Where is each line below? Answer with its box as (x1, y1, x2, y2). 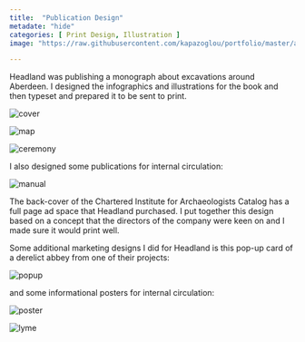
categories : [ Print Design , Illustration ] (9, 30, 181, 39)
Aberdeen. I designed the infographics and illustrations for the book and (9, 81, 279, 92)
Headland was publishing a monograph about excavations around (9, 72, 256, 83)
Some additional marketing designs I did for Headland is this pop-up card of (9, 242, 293, 254)
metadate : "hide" (9, 22, 75, 31)
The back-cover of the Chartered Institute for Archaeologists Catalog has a (9, 196, 290, 207)
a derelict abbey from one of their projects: (9, 252, 170, 263)
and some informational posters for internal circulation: (9, 288, 215, 298)
